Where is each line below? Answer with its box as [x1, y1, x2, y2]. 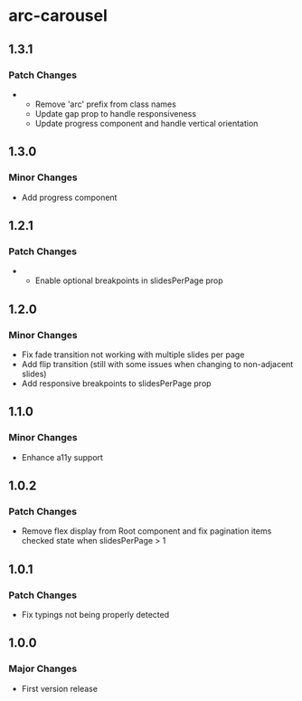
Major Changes [8, 662, 78, 675]
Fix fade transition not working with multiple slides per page [21, 349, 245, 360]
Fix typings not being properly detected [21, 610, 170, 620]
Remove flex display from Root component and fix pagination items [21, 526, 272, 536]
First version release [21, 683, 99, 694]
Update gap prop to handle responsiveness [34, 108, 196, 118]
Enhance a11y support [21, 451, 103, 462]
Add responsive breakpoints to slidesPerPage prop [21, 377, 212, 389]
